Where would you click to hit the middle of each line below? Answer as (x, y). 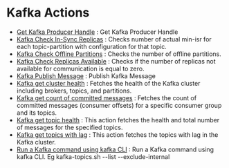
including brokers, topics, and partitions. (74, 91)
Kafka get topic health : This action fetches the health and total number (118, 120)
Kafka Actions (48, 13)
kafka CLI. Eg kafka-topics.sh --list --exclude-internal (93, 156)
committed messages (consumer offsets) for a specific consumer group (119, 105)
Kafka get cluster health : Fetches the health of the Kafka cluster (108, 83)
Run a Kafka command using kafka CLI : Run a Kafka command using (115, 149)
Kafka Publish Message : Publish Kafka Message (86, 76)
